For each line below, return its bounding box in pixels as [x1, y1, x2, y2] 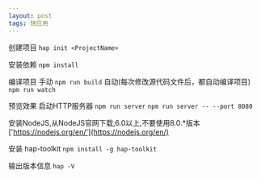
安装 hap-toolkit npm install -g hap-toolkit [8, 143, 158, 153]
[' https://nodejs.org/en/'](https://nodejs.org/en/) [8, 126, 170, 137]
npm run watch [8, 85, 57, 93]
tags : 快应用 [8, 19, 48, 27]
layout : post [8, 11, 53, 20]
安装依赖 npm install [8, 60, 79, 69]
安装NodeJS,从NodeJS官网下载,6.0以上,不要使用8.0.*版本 [8, 118, 200, 127]
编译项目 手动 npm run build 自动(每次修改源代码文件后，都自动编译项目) [8, 77, 251, 86]
